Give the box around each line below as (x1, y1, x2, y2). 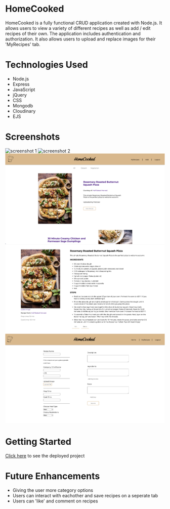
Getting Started (5, 436, 72, 448)
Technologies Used (5, 59, 89, 71)
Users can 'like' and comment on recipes (12, 498, 98, 504)
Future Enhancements (5, 471, 100, 482)
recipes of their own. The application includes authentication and (5, 30, 141, 36)
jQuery (12, 92, 27, 98)
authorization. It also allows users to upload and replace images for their (5, 36, 156, 42)
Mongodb (12, 102, 33, 109)
